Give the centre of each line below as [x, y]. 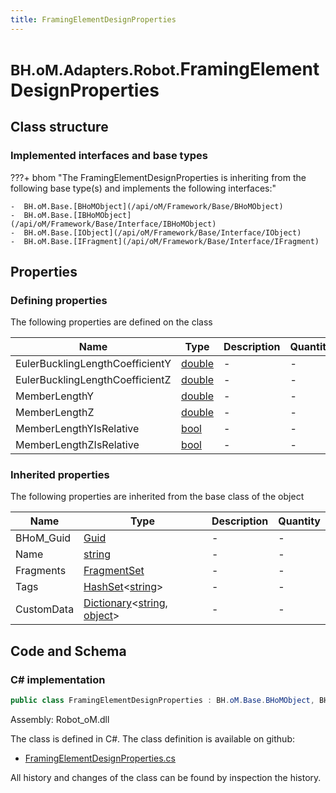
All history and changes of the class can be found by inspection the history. [166, 778]
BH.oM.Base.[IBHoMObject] [77, 215]
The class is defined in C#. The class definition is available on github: [152, 739]
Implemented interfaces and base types [109, 156]
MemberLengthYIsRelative [77, 429]
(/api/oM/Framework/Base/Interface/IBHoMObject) [113, 224]
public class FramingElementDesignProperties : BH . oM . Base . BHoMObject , [162, 701]
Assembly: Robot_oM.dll [60, 720]
